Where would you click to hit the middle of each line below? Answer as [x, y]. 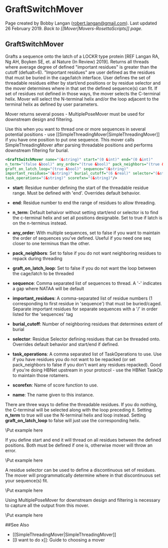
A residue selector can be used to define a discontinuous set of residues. [80, 470]
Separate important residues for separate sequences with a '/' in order [85, 309]
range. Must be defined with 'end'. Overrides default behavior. [76, 193]
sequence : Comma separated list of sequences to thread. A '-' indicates [87, 283]
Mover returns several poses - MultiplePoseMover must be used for [75, 114]
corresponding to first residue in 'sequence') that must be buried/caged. [87, 304]
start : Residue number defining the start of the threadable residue [80, 188]
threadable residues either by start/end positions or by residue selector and [83, 83]
